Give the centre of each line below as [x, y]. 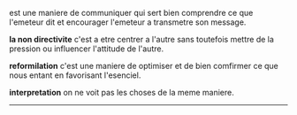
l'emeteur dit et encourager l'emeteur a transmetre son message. [128, 22]
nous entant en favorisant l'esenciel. [75, 75]
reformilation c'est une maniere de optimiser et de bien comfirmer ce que [144, 66]
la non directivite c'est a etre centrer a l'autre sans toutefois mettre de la [141, 39]
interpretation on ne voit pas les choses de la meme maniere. [122, 92]
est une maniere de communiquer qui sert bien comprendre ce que [131, 13]
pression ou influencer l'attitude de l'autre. [87, 49]
